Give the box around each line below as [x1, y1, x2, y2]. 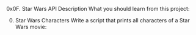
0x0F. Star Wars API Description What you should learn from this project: [6, 5, 190, 12]
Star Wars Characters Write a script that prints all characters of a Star [15, 17, 191, 24]
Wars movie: [15, 24, 47, 30]
